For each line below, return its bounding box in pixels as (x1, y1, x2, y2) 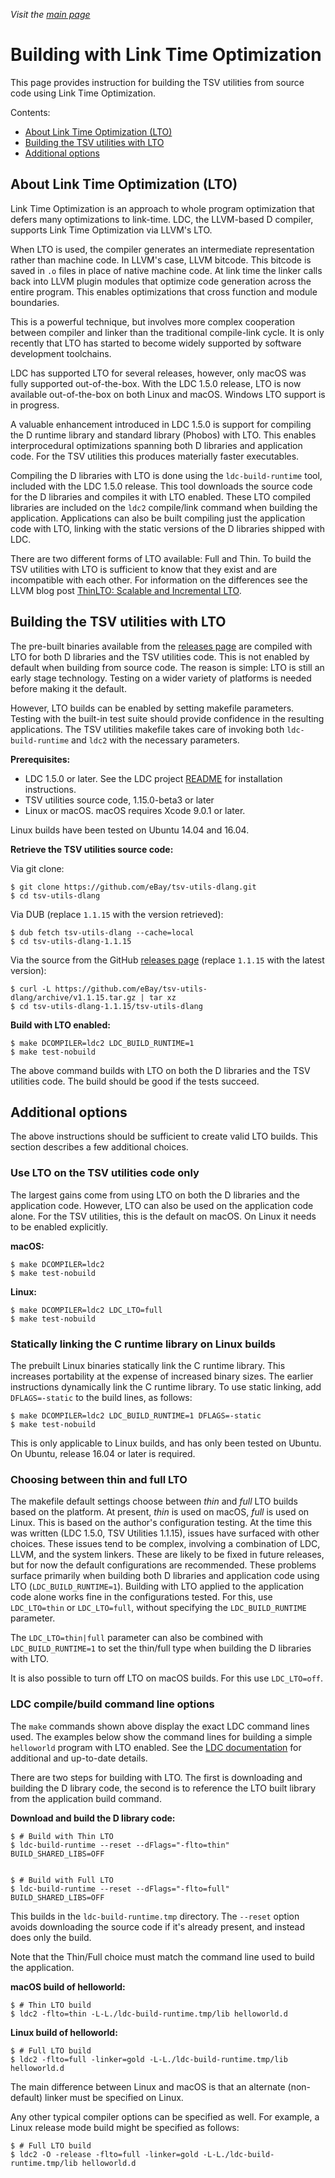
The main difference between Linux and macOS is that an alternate (10, 2080, 286, 2093)
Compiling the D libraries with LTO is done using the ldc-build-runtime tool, (10, 469, 323, 481)
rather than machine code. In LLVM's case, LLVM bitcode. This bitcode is (10, 254, 312, 266)
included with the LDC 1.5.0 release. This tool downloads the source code (10, 480, 313, 492)
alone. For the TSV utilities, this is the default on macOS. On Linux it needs (10, 1210, 317, 1222)
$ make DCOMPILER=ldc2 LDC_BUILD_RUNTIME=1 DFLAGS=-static (10, 1410, 262, 1421)
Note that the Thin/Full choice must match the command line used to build (10, 1950, 315, 1963)
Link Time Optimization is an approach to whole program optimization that (10, 202, 315, 214)
